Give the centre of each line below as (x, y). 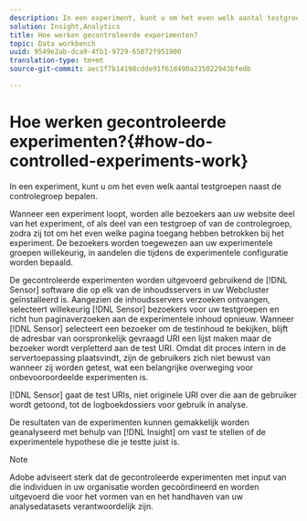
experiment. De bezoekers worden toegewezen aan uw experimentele (141, 242)
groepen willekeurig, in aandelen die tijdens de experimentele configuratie (149, 252)
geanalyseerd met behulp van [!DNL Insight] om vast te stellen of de (138, 431)
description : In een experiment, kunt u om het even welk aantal (136, 18)
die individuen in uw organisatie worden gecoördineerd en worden (134, 486)
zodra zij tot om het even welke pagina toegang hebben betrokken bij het (147, 233)
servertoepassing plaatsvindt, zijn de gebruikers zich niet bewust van (140, 357)
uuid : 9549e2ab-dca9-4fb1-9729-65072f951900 (95, 52)
